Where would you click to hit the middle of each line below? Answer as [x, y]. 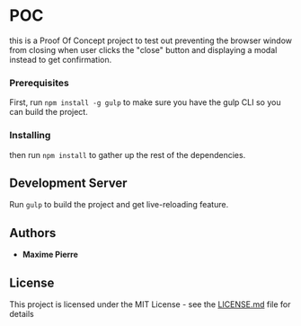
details [22, 313]
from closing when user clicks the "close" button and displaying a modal [143, 49]
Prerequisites [39, 83]
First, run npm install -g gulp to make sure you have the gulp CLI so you [145, 102]
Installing [30, 136]
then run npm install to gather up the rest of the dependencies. [128, 154]
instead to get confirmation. [61, 59]
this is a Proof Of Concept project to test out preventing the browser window [151, 40]
